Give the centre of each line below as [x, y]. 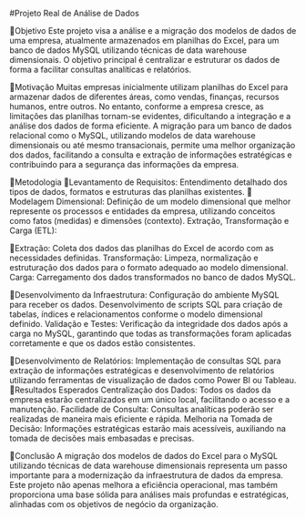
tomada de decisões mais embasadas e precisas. [102, 438]
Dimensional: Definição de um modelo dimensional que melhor [173, 201]
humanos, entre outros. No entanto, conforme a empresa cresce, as [137, 107]
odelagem [32, 201]
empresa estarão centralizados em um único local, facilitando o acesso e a [150, 399]
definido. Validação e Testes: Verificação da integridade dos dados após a [149, 324]
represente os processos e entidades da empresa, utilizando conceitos [142, 211]
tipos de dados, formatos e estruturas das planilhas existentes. [127, 192]
